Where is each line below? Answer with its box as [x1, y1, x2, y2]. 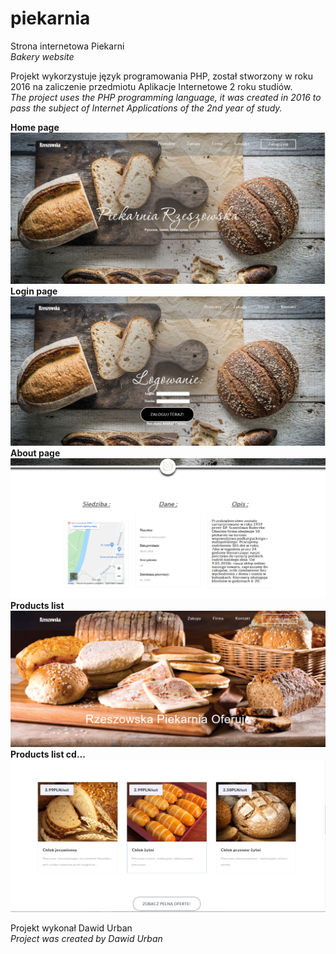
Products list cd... [10, 748, 86, 760]
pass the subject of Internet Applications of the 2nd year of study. [10, 102, 283, 114]
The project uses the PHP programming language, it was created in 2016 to [10, 91, 322, 103]
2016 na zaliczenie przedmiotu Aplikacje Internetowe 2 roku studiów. [10, 80, 293, 92]
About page [10, 447, 61, 459]
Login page [10, 285, 58, 297]
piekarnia [10, 7, 91, 30]
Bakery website [10, 50, 75, 62]
